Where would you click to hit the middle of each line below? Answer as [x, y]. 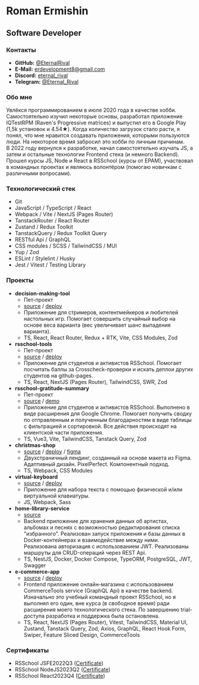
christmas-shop [35, 445]
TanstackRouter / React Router [52, 221]
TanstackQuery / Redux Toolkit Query [61, 233]
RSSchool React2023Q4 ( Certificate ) [60, 676]
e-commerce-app [37, 571]
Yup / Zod [27, 252]
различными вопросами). [39, 173]
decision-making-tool [42, 293]
